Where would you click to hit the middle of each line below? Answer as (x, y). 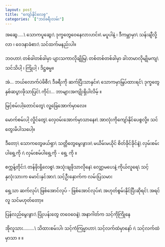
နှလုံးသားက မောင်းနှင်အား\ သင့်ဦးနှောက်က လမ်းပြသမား (59, 177)
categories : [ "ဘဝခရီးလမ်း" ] (35, 19)
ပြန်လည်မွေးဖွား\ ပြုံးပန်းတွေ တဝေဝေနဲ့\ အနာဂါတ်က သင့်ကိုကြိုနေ (68, 214)
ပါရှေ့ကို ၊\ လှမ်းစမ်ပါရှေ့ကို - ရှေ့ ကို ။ (41, 153)
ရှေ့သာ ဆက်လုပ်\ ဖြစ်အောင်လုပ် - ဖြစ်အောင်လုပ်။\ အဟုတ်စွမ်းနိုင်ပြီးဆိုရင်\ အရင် (83, 191)
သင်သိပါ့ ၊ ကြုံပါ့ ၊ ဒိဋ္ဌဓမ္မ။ (30, 68)
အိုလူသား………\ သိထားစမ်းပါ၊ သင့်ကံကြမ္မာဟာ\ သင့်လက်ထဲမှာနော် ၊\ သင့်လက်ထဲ (82, 228)
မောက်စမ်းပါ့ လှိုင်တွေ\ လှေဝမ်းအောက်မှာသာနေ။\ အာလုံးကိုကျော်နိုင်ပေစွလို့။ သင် (82, 120)
